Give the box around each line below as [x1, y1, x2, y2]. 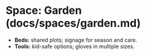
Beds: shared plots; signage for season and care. [14, 36, 138, 43]
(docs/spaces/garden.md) [5, 16, 141, 30]
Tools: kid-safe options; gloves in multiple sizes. [14, 43, 135, 50]
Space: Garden [5, 4, 82, 17]
